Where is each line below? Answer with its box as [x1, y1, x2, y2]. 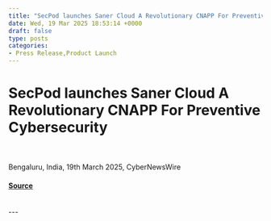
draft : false [8, 27, 52, 35]
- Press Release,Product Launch [8, 49, 117, 57]
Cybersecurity [8, 119, 108, 137]
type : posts [8, 34, 48, 43]
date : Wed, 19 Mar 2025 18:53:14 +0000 [8, 19, 143, 27]
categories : [8, 42, 48, 50]
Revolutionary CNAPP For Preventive [8, 102, 261, 119]
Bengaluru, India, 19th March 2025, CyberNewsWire [8, 162, 181, 172]
